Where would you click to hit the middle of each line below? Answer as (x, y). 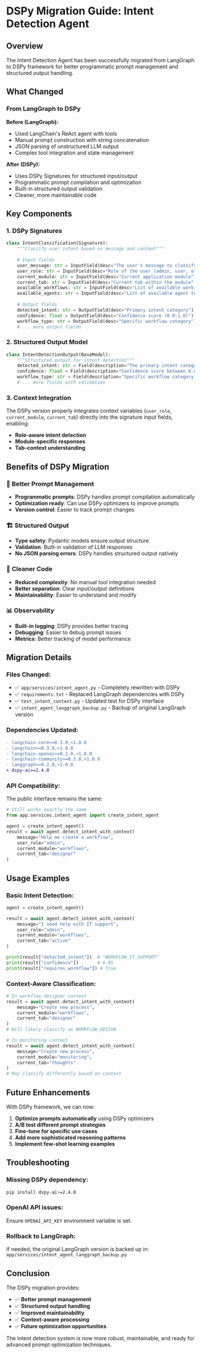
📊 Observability (31, 610)
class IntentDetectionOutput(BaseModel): (59, 355)
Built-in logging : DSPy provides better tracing (71, 626)
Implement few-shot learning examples (65, 1144)
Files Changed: (29, 675)
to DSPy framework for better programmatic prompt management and (92, 67)
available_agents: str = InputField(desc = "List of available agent (103, 294)
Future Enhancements (48, 1092)
